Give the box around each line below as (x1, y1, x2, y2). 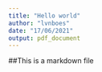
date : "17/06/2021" (8, 26, 74, 34)
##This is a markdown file (8, 56, 94, 66)
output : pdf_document (8, 34, 81, 42)
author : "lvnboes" (8, 19, 70, 27)
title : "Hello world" (8, 11, 81, 20)
